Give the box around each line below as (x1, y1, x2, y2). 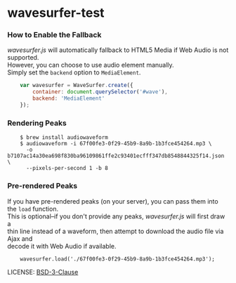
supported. (7, 53, 39, 62)
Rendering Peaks (7, 118, 67, 128)
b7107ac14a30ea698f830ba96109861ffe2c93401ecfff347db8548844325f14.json (7, 152, 225, 159)
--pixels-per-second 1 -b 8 (25, 165, 109, 172)
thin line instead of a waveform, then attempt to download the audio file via (7, 227, 224, 235)
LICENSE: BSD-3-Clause (7, 268, 79, 276)
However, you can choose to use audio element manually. (7, 61, 174, 70)
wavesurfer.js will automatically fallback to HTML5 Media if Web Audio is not (7, 46, 229, 54)
